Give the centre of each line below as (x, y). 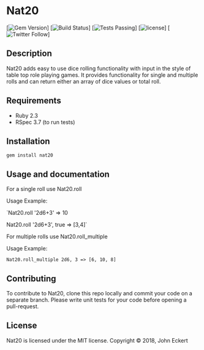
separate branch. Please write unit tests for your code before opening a (96, 300)
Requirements (34, 101)
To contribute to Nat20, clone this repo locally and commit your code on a (100, 293)
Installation (28, 141)
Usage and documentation (58, 174)
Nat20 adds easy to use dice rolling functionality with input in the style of (99, 68)
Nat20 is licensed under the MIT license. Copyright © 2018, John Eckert (97, 340)
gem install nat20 (30, 155)
